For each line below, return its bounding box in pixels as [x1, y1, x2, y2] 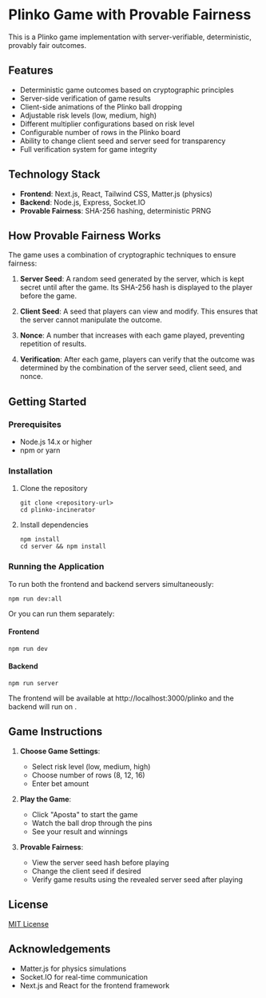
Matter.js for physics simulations [19, 964, 127, 973]
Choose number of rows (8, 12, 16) [31, 770, 145, 780]
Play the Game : [19, 794, 72, 804]
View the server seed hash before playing [31, 857, 169, 867]
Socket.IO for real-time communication [19, 972, 148, 981]
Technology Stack [8, 168, 101, 182]
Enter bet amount [31, 778, 89, 788]
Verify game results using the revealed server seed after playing [31, 874, 244, 884]
